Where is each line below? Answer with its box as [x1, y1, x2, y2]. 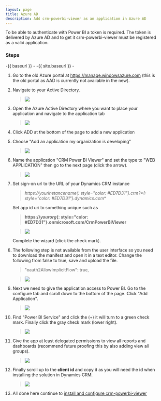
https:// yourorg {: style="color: [24, 214, 88, 220]
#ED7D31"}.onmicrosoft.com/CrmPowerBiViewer [24, 219, 127, 225]
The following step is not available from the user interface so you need [12, 247, 153, 253]
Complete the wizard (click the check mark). [12, 237, 101, 243]
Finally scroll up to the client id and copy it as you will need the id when [12, 367, 155, 372]
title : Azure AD [5, 12, 38, 17]
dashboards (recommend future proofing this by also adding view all [12, 343, 149, 349]
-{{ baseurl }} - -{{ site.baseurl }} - [5, 63, 74, 68]
